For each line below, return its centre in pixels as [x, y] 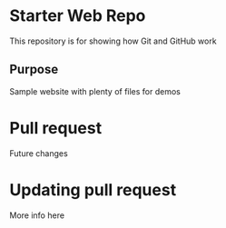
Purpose [34, 69]
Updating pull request [93, 189]
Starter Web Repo [78, 16]
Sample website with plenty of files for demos [95, 91]
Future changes [39, 153]
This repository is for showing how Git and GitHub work [113, 41]
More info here [37, 215]
